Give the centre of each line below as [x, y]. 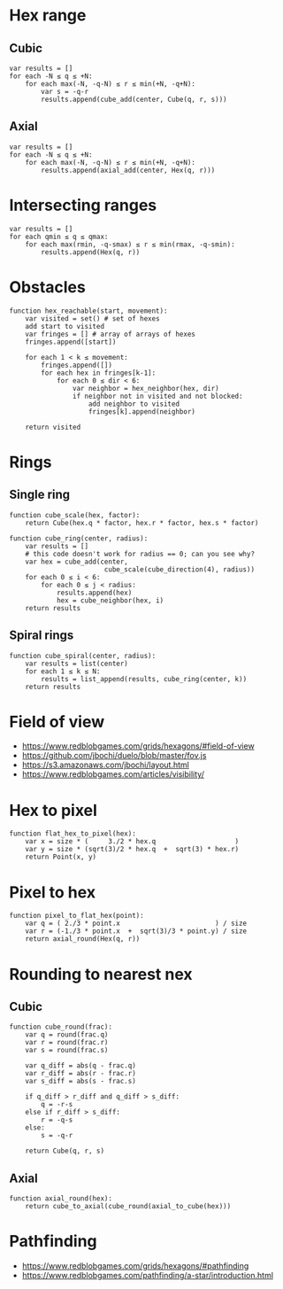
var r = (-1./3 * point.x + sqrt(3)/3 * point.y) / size [136, 931]
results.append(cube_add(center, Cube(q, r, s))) [134, 99]
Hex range [48, 16]
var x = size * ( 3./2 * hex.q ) [132, 842]
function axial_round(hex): [61, 1199]
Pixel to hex [52, 892]
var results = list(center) [76, 664]
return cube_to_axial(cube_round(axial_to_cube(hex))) [128, 1207]
